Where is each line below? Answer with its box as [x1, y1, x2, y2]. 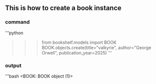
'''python [5, 29, 24, 36]
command [5, 19, 30, 26]
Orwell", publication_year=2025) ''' [41, 50, 112, 56]
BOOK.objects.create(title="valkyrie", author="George [41, 44, 152, 51]
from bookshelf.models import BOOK [41, 39, 117, 45]
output [5, 62, 22, 69]
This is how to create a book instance [5, 4, 122, 12]
